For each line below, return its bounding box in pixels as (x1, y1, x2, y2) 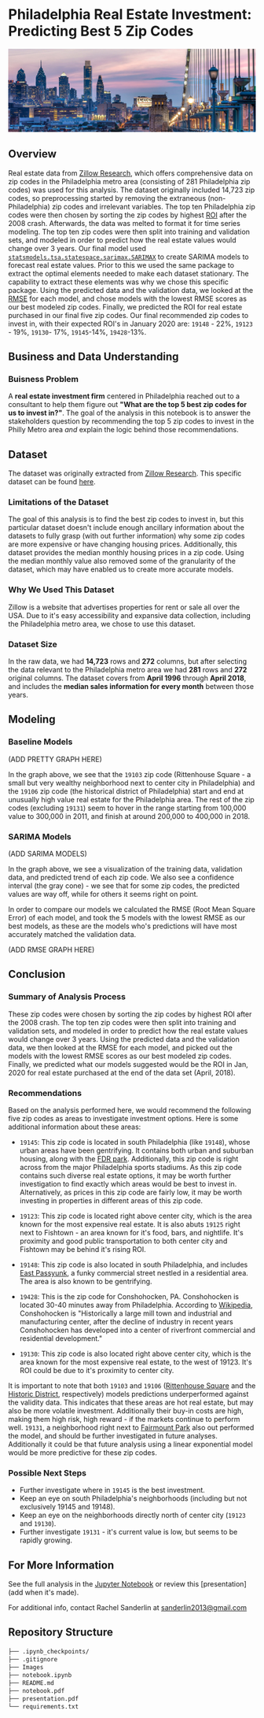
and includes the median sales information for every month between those (8, 681, 254, 691)
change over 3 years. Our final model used (8, 243, 147, 253)
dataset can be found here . (8, 477, 96, 487)
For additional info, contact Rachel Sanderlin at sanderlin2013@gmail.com (8, 1603, 247, 1612)
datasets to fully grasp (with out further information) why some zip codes (8, 531, 245, 541)
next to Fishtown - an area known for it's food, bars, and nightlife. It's (19, 1227, 244, 1237)
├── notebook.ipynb (8, 1671, 72, 1679)
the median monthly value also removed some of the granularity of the (8, 557, 236, 566)
